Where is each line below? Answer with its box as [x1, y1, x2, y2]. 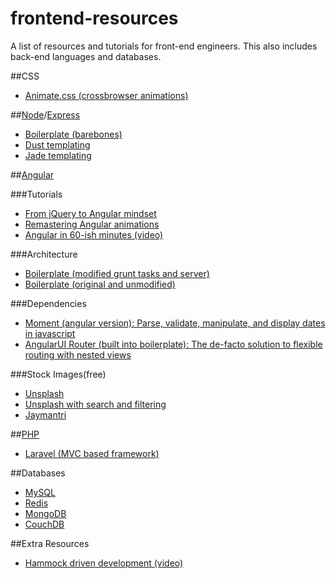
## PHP [10, 428, 40, 440]
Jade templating [24, 149, 92, 161]
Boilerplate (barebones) [24, 128, 123, 140]
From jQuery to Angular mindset [24, 207, 157, 219]
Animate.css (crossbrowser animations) [24, 89, 189, 101]
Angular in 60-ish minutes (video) [24, 228, 164, 241]
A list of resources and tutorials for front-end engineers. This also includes [10, 40, 318, 52]
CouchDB [24, 518, 65, 530]
